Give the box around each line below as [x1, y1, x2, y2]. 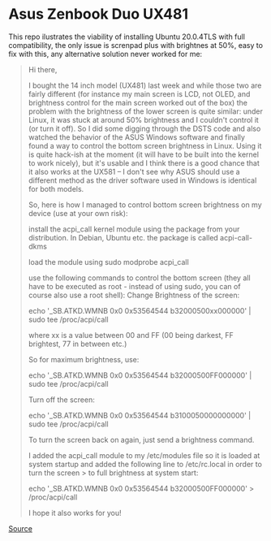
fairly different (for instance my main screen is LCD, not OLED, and [28, 89, 251, 98]
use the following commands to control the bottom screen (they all [28, 273, 251, 283]
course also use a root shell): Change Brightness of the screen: [28, 290, 240, 300]
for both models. [28, 184, 84, 193]
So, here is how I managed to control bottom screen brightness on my [28, 200, 262, 210]
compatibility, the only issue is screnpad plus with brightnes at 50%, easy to [8, 40, 264, 50]
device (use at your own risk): [28, 208, 128, 218]
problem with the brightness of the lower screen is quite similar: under [28, 106, 264, 116]
